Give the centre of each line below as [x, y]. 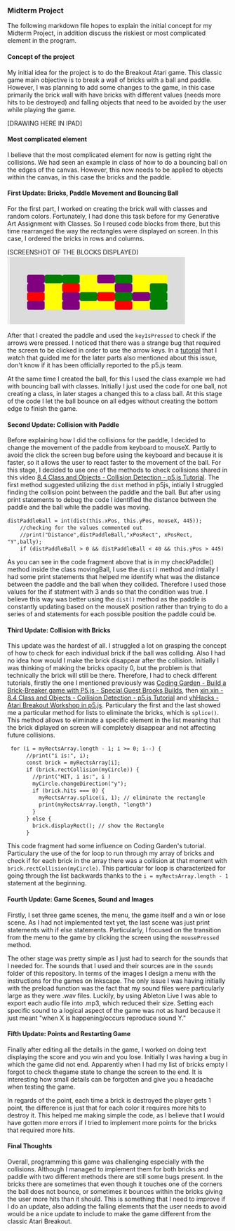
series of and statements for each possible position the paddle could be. [112, 614]
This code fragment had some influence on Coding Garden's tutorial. [107, 846]
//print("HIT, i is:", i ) [72, 777]
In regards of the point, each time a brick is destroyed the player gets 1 [109, 1100]
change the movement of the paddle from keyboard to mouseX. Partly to [112, 448]
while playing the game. [42, 109]
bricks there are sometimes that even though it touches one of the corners [115, 1184]
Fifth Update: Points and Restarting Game [69, 1034]
